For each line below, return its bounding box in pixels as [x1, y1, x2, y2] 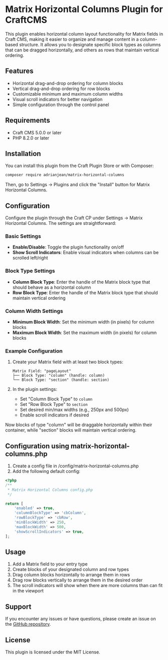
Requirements [5, 116, 50, 125]
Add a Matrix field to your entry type [12, 561, 88, 567]
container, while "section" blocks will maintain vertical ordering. [5, 427, 137, 433]
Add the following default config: [12, 468, 81, 474]
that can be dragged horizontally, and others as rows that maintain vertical [5, 47, 159, 53]
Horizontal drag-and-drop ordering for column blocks [12, 80, 123, 86]
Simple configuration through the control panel [12, 102, 109, 108]
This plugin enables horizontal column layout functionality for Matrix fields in [5, 31, 163, 37]
